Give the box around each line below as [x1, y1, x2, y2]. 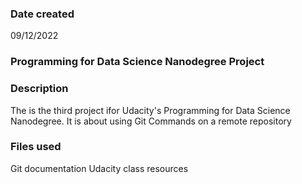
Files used [10, 140, 62, 154]
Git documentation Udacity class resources [10, 162, 189, 174]
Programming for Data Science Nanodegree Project [10, 55, 265, 69]
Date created [10, 7, 75, 21]
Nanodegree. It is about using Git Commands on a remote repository [10, 115, 292, 127]
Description [10, 82, 69, 96]
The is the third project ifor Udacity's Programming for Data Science [10, 104, 291, 116]
